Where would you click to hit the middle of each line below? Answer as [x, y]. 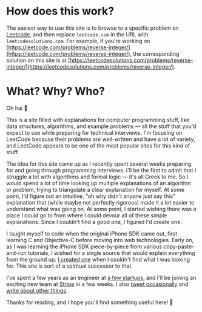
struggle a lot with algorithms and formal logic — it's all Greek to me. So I [97, 177]
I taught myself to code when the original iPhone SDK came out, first [92, 233]
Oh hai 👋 [17, 108]
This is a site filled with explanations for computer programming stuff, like [98, 120]
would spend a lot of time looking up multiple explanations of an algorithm [99, 183]
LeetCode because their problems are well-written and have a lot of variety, [101, 139]
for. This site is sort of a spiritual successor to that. [70, 266]
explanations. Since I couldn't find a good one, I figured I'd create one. [94, 222]
